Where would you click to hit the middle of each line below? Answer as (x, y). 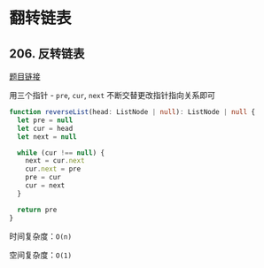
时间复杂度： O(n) (41, 236)
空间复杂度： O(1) (41, 255)
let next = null (47, 137)
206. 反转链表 (47, 54)
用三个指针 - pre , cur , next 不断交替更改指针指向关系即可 (112, 95)
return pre (37, 210)
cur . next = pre (53, 169)
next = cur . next (55, 161)
